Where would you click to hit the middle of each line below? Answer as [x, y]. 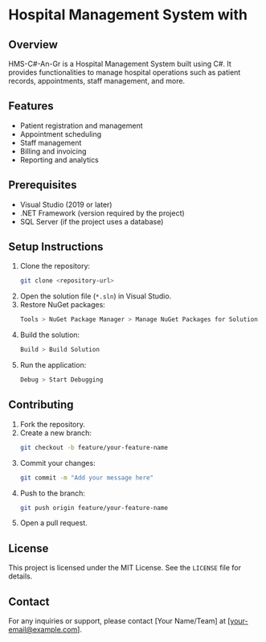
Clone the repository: [55, 266]
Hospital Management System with [128, 15]
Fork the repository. [53, 424]
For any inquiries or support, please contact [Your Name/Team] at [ [119, 621]
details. [20, 576]
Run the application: [53, 365]
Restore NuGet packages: [63, 305]
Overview [33, 45]
